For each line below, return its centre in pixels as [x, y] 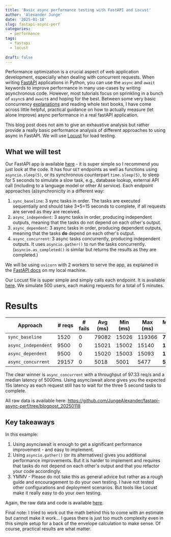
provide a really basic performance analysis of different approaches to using [85, 130]
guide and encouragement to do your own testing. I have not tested [83, 482]
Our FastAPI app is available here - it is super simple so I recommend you [82, 164]
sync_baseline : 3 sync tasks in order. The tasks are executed [77, 201]
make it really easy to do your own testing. [57, 493]
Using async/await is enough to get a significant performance [77, 444]
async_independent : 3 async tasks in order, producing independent [82, 217]
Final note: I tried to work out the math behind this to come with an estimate [84, 513]
